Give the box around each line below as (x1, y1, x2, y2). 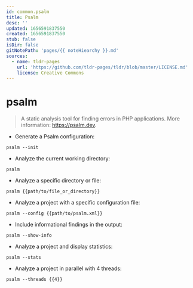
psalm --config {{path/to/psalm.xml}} (6, 210, 103, 216)
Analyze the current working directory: (14, 155, 111, 162)
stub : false (6, 36, 36, 42)
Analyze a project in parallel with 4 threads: (14, 265, 122, 272)
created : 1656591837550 (6, 31, 66, 37)
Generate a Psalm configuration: (14, 133, 94, 140)
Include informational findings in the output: (14, 221, 122, 228)
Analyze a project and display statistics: (14, 243, 113, 250)
